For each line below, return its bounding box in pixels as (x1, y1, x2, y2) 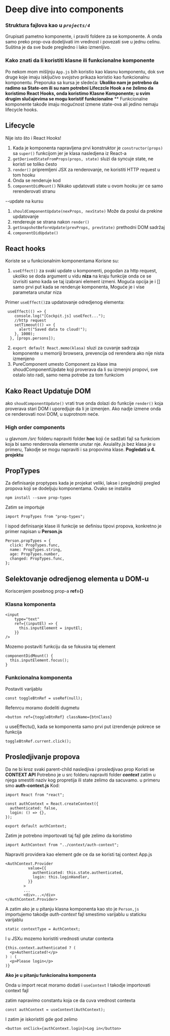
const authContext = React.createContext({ (5, 801, 99, 806)
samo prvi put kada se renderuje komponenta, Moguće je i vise (12, 284, 145, 290)
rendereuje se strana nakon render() (12, 218, 90, 225)
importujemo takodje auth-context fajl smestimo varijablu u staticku (5, 911, 147, 917)
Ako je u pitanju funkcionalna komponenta (5, 972, 96, 978)
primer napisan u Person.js (5, 528, 62, 535)
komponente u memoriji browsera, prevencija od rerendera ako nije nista (12, 350, 164, 357)
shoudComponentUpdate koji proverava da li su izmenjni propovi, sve (12, 366, 158, 373)
